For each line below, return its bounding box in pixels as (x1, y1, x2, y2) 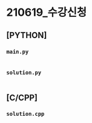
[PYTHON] (6, 30, 47, 40)
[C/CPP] (6, 92, 38, 103)
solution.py (6, 69, 42, 76)
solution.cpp (6, 110, 45, 118)
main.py (6, 48, 29, 55)
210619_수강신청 (6, 5, 87, 19)
